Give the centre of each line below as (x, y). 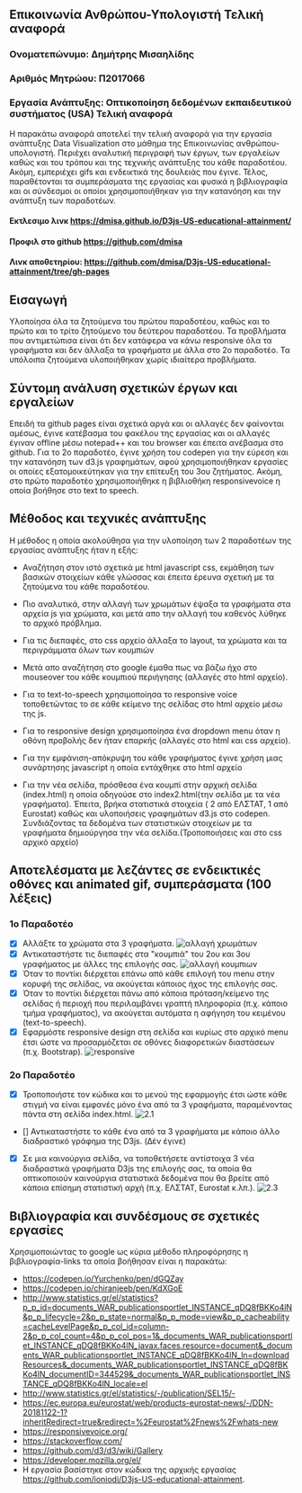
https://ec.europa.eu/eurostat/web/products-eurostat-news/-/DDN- (148, 1402)
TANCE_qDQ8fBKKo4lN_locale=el (85, 1383)
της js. (34, 713)
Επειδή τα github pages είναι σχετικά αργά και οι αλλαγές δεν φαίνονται (147, 423)
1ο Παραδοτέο (41, 924)
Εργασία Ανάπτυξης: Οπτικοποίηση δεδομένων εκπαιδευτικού (151, 102)
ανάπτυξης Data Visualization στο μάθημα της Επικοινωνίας (122, 143)
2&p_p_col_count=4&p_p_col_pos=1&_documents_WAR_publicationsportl (157, 1336)
